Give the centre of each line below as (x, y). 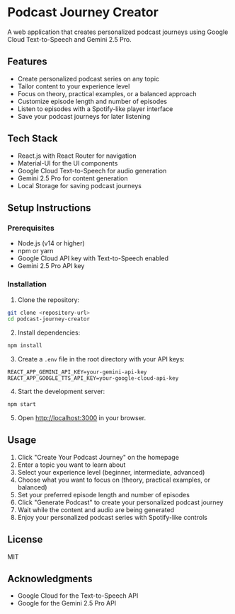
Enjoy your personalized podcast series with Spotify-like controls (112, 517)
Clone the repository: (48, 300)
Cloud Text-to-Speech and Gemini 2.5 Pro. (70, 39)
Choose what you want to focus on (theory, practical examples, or (114, 480)
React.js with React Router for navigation (77, 156)
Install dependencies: (49, 332)
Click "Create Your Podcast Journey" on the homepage (98, 457)
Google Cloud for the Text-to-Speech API (78, 596)
